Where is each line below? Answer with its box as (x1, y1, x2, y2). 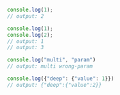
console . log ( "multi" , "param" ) (7, 57, 96, 64)
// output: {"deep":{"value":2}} (7, 81, 102, 88)
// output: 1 (7, 38, 44, 44)
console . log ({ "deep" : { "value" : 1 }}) (7, 75, 115, 82)
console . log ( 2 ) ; (7, 31, 53, 38)
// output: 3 (7, 44, 44, 51)
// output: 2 (7, 12, 44, 20)
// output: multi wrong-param (7, 63, 93, 70)
